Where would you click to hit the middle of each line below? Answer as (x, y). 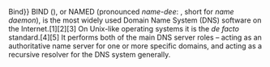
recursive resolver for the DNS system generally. (90, 54)
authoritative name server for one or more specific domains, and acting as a (135, 46)
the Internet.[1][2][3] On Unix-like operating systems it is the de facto (124, 29)
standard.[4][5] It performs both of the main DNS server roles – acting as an (135, 37)
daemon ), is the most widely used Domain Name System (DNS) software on (135, 20)
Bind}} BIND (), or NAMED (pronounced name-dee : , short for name (121, 12)
